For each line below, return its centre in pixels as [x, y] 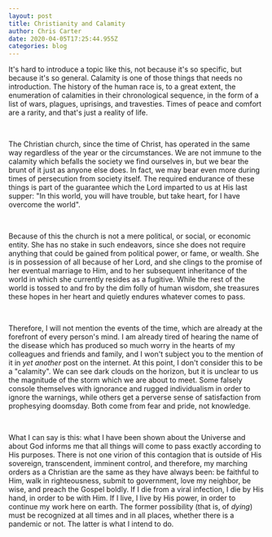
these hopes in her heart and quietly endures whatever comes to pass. [127, 297]
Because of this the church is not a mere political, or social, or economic [129, 236]
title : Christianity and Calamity [67, 24]
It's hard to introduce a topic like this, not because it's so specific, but [125, 69]
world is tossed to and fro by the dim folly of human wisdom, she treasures [134, 288]
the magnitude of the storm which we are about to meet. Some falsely [125, 380]
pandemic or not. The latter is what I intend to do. [91, 524]
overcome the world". [45, 205]
